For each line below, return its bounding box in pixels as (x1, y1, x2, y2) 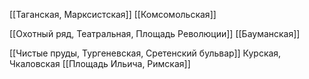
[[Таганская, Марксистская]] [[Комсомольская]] (9, 9, 217, 20)
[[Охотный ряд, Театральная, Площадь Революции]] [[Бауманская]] (9, 28, 301, 39)
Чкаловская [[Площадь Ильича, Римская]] (9, 58, 191, 69)
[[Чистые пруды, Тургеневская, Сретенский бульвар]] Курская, (9, 47, 282, 59)
